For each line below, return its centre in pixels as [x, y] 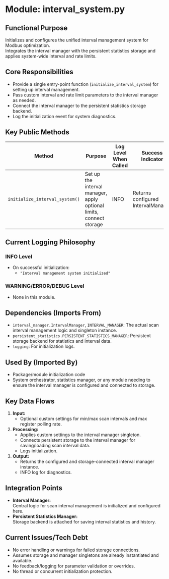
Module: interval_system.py [65, 9]
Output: [21, 456]
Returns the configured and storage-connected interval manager [87, 462]
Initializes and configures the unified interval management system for [77, 40]
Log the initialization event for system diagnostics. [64, 116]
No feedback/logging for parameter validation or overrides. [74, 566]
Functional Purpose [36, 28]
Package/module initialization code [49, 375]
